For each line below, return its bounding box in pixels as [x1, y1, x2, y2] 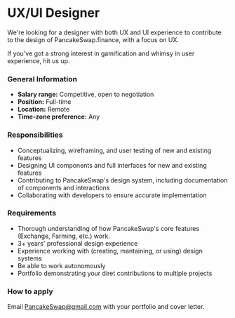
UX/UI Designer [7, 5, 100, 21]
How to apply [7, 286, 54, 296]
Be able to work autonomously [17, 261, 106, 270]
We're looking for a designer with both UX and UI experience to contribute [7, 28, 222, 37]
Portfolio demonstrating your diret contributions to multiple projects [17, 269, 213, 277]
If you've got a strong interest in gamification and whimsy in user [7, 49, 195, 58]
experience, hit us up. [7, 56, 70, 65]
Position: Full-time [17, 98, 72, 106]
